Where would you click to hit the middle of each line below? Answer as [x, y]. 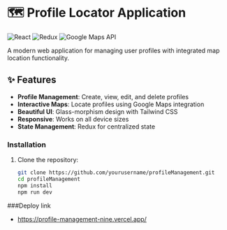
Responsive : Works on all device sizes [73, 119]
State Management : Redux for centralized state [86, 127]
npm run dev [35, 192]
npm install [35, 185]
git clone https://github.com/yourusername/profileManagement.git [116, 173]
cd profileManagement [49, 179]
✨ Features [32, 80]
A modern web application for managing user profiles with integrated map [113, 50]
